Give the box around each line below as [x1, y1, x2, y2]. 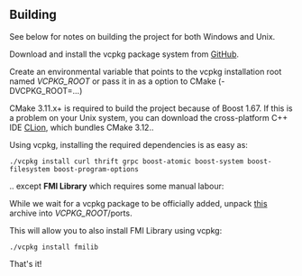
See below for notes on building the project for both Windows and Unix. [9, 31, 276, 41]
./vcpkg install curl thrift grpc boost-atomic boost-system [9, 157, 244, 166]
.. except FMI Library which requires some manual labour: [9, 180, 224, 191]
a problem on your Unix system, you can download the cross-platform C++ [9, 112, 288, 123]
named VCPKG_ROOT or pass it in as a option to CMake [9, 76, 216, 87]
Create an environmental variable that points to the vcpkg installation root [9, 66, 282, 77]
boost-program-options [53, 164, 140, 174]
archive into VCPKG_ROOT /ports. [9, 207, 133, 218]
